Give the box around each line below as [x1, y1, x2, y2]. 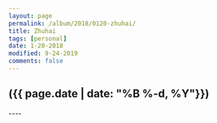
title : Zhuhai [8, 27, 57, 35]
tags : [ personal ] [8, 34, 67, 43]
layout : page [8, 11, 53, 20]
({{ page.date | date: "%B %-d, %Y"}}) [8, 87, 210, 101]
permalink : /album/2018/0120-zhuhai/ [8, 19, 137, 28]
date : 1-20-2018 [8, 42, 63, 50]
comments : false [8, 57, 63, 66]
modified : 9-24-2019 [8, 49, 79, 57]
